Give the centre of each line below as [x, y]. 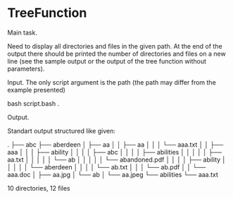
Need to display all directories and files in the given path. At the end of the [115, 46]
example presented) [36, 90]
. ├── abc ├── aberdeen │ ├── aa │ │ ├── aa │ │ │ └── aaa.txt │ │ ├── [115, 144]
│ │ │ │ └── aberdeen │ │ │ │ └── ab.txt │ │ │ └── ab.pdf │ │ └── [107, 167]
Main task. [22, 32]
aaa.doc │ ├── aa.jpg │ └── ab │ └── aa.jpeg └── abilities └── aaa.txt [113, 174]
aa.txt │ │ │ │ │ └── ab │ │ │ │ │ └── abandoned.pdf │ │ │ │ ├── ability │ [117, 159]
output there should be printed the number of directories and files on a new [117, 54]
